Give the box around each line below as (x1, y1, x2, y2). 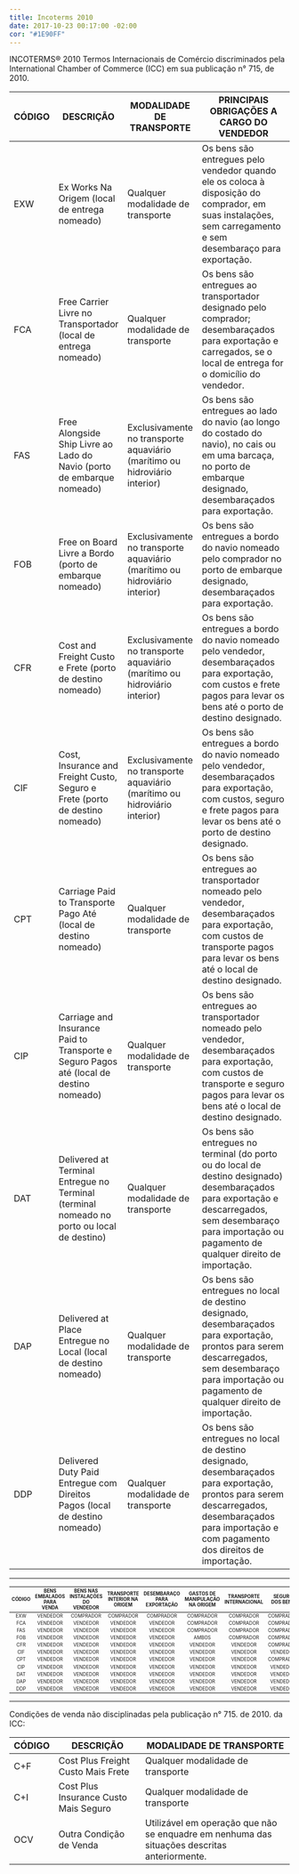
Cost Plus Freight (58, 1755, 131, 1767)
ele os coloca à (201, 175, 265, 188)
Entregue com (58, 1477, 117, 1490)
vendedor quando (201, 165, 277, 177)
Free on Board (58, 536, 118, 548)
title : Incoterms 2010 (9, 12, 93, 22)
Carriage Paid (58, 885, 116, 898)
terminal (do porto (201, 1148, 278, 1160)
